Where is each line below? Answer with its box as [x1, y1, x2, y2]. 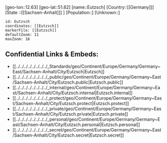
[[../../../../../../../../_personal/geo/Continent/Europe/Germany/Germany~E [12, 116, 161, 122]
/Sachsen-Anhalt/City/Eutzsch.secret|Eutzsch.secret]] [12, 132, 124, 138]
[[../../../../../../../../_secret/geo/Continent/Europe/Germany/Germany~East [12, 127, 162, 133]
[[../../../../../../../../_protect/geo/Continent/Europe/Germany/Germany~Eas [12, 95, 162, 101]
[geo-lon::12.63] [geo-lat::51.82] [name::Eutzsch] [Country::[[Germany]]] [5, 4, 154, 10]
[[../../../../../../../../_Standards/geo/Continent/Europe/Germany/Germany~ [12, 63, 161, 69]
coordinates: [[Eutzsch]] [5, 23, 59, 28]
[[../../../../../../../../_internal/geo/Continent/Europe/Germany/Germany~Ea [12, 84, 161, 90]
